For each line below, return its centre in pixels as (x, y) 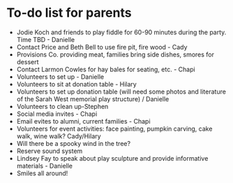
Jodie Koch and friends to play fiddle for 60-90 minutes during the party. (121, 32)
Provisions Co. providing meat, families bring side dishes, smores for (115, 54)
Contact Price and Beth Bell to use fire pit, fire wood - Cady (102, 47)
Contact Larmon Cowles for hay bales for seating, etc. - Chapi (106, 69)
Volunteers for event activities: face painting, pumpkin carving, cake (114, 129)
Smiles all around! (42, 173)
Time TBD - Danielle (45, 39)
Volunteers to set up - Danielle (60, 76)
